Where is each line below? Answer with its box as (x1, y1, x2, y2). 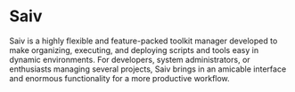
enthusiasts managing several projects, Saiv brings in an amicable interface (9, 64, 287, 74)
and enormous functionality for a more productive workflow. (9, 73, 230, 83)
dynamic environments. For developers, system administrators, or (9, 54, 251, 65)
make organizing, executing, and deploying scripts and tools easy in (9, 44, 259, 55)
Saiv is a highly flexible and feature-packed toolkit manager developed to (9, 35, 278, 46)
